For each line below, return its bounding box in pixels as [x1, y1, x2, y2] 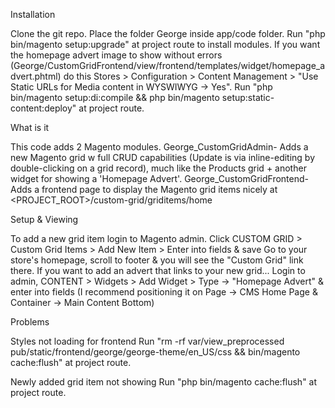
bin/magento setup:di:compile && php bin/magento [10, 92, 220, 103]
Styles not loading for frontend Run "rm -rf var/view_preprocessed [10, 335, 285, 347]
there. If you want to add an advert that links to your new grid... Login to [10, 265, 306, 276]
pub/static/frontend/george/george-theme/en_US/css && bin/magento [10, 346, 301, 358]
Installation [10, 9, 56, 20]
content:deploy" [10, 102, 77, 114]
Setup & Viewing [10, 214, 79, 225]
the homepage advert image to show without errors [10, 49, 223, 61]
